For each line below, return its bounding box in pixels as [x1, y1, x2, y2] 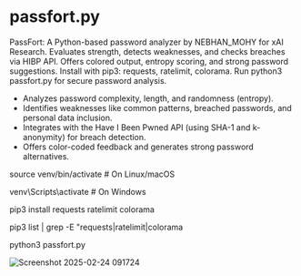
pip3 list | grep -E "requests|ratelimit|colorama [9, 221, 184, 232]
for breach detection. [66, 131, 147, 142]
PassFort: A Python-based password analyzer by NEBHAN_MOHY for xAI [9, 36, 284, 47]
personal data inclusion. [22, 112, 113, 123]
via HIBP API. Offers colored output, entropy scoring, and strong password [9, 56, 289, 66]
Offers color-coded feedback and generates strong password [22, 141, 255, 152]
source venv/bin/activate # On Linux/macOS [9, 169, 176, 179]
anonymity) [22, 131, 65, 142]
